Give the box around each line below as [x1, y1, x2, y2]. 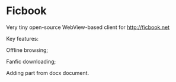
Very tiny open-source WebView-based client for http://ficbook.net [6, 24, 170, 31]
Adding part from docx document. [6, 69, 89, 76]
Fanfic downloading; [6, 58, 56, 65]
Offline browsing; [6, 46, 49, 54]
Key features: [6, 35, 39, 42]
